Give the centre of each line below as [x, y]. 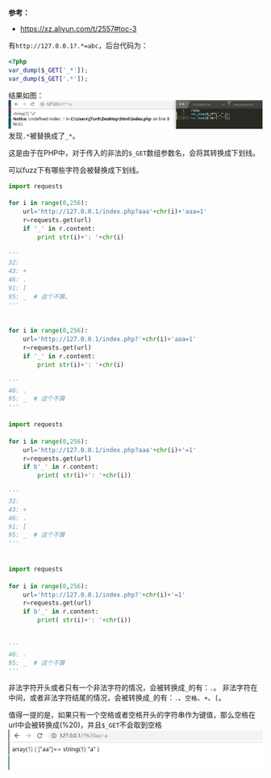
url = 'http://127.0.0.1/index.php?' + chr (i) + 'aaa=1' [110, 339]
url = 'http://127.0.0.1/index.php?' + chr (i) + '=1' [104, 595]
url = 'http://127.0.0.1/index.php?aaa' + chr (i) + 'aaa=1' [115, 212]
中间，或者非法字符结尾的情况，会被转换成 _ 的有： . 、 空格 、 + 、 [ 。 [117, 698]
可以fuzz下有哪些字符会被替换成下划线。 [76, 169]
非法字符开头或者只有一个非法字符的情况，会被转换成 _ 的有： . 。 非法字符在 [133, 688]
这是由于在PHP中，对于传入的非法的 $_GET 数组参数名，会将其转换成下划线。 [134, 153]
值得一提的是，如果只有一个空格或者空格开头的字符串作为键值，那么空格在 [132, 715]
